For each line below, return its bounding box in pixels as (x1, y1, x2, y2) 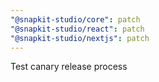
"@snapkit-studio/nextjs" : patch (10, 33, 150, 43)
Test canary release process (10, 61, 128, 73)
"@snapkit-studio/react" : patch (10, 24, 145, 34)
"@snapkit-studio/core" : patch (10, 14, 141, 25)
